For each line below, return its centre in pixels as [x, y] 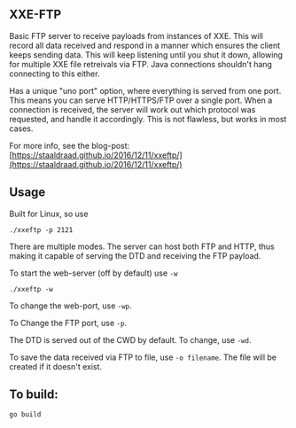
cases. [21, 128]
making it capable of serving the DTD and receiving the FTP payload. [135, 255]
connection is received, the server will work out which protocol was [132, 109]
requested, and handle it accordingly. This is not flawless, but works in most [148, 119]
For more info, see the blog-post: [70, 145]
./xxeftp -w [31, 289]
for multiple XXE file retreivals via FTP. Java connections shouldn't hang [141, 64]
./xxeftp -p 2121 [41, 230]
